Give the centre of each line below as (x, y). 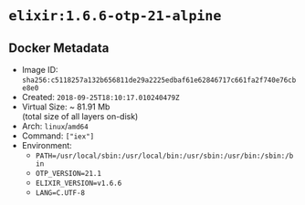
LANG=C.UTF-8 (60, 193)
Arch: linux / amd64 (55, 126)
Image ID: (40, 70)
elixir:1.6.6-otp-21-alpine (115, 16)
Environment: (47, 145)
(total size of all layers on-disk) (80, 116)
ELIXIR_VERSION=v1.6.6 (79, 183)
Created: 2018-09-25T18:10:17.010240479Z (100, 97)
